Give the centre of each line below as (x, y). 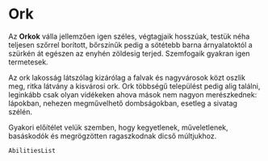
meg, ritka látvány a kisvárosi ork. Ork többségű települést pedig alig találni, (134, 86)
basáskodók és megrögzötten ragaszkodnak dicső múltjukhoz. (113, 136)
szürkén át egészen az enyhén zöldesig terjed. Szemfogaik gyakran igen (129, 53)
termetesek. (28, 62)
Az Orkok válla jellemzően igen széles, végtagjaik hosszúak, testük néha (129, 36)
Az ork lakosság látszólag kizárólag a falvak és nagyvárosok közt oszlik (127, 77)
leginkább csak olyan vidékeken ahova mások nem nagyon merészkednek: (133, 94)
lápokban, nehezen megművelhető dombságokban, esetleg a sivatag (123, 103)
